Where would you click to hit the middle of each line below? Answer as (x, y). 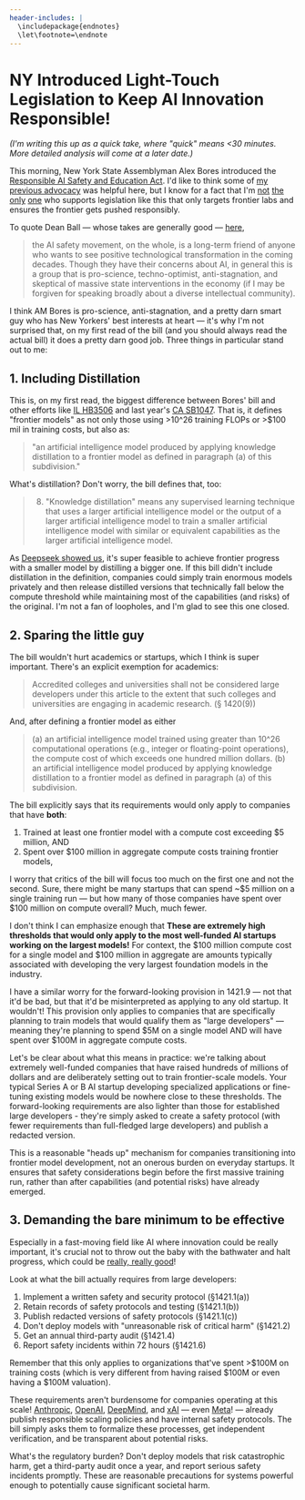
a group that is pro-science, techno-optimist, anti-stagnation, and (155, 274)
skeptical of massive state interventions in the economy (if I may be (158, 284)
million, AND (46, 842)
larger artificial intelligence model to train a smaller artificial (156, 521)
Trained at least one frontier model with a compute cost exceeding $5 (153, 832)
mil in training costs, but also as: (70, 430)
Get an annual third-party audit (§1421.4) (99, 1335)
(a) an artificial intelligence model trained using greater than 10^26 (156, 739)
